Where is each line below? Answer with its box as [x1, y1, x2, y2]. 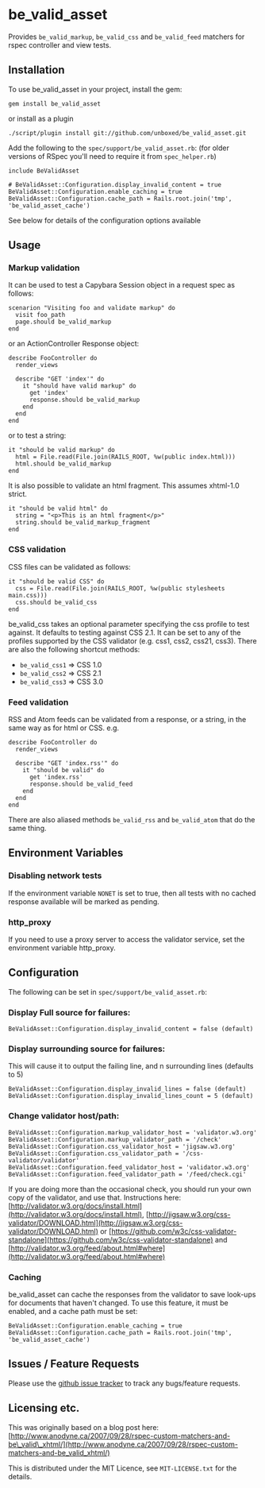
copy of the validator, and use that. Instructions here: [8, 1192, 181, 1202]
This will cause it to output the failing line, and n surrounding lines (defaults [8, 1061, 254, 1071]
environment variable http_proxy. [8, 943, 117, 953]
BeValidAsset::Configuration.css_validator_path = [8, 1150, 179, 1158]
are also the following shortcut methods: [8, 644, 140, 654]
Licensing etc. [8, 1401, 80, 1415]
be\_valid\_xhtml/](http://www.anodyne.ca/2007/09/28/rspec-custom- [8, 1440, 238, 1449]
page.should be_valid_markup [15, 318, 112, 327]
